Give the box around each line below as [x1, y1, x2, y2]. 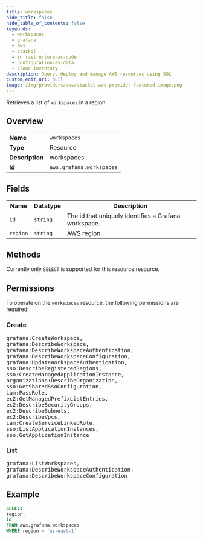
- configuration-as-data [11, 59, 74, 65]
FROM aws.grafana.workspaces [6, 522, 80, 528]
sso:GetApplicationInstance [6, 432, 89, 438]
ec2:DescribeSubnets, [6, 407, 71, 414]
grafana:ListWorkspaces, [6, 460, 80, 467]
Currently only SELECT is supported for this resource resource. [6, 265, 160, 273]
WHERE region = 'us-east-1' [6, 528, 77, 534]
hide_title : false [6, 15, 53, 21]
